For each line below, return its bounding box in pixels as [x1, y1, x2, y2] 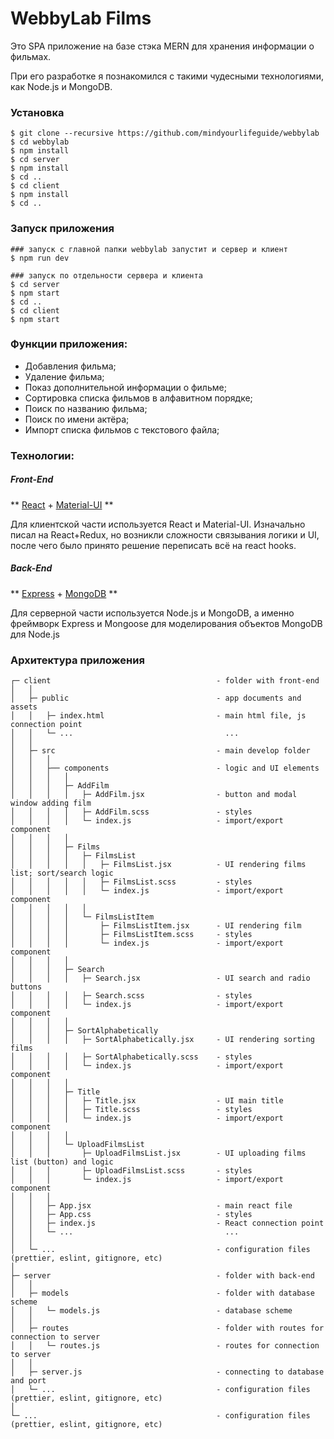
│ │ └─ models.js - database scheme [10, 1305, 293, 1316]
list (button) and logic [10, 1157, 114, 1167]
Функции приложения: [10, 337, 128, 351]
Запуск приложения [10, 222, 115, 236]
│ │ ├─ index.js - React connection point [10, 1218, 325, 1228]
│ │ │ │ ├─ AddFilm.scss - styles [10, 807, 253, 817]
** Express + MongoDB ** [10, 587, 118, 599]
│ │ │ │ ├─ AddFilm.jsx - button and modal [10, 789, 298, 799]
